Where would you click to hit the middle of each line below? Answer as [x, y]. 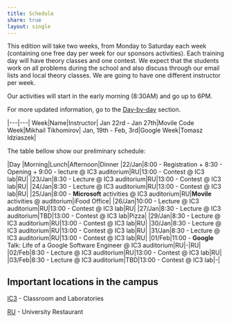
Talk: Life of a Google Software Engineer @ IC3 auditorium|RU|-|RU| [104, 246]
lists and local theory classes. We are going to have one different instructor [114, 75]
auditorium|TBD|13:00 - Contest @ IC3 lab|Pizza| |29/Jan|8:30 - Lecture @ [114, 216]
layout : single [29, 26]
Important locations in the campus [83, 282]
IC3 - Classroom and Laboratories [55, 299]
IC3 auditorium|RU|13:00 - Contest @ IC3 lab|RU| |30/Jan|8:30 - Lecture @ [114, 223]
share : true [24, 20]
